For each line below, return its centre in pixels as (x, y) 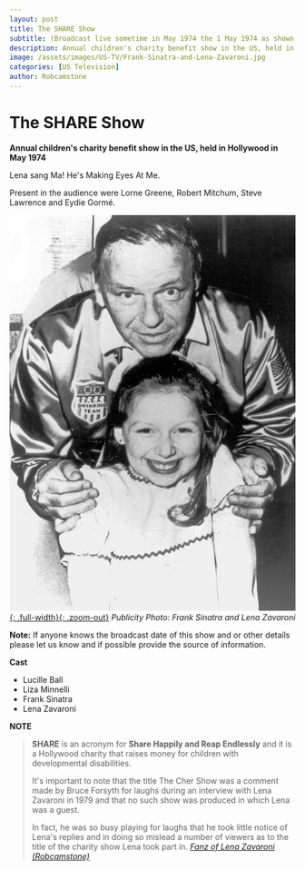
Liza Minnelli (46, 689)
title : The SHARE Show (52, 29)
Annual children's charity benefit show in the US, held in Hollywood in (144, 148)
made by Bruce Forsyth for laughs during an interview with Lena (152, 791)
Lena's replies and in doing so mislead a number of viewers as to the (160, 837)
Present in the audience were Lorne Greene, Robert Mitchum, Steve (136, 193)
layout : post (34, 19)
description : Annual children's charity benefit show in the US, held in (152, 48)
